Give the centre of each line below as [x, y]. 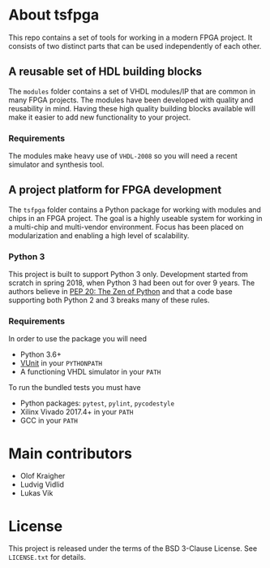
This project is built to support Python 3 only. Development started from [129, 275]
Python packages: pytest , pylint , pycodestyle [97, 403]
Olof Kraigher [43, 476]
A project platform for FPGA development [115, 190]
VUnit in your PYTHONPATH [61, 363]
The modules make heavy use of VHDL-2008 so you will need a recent [123, 156]
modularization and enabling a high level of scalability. [99, 235]
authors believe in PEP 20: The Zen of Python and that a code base [120, 292]
